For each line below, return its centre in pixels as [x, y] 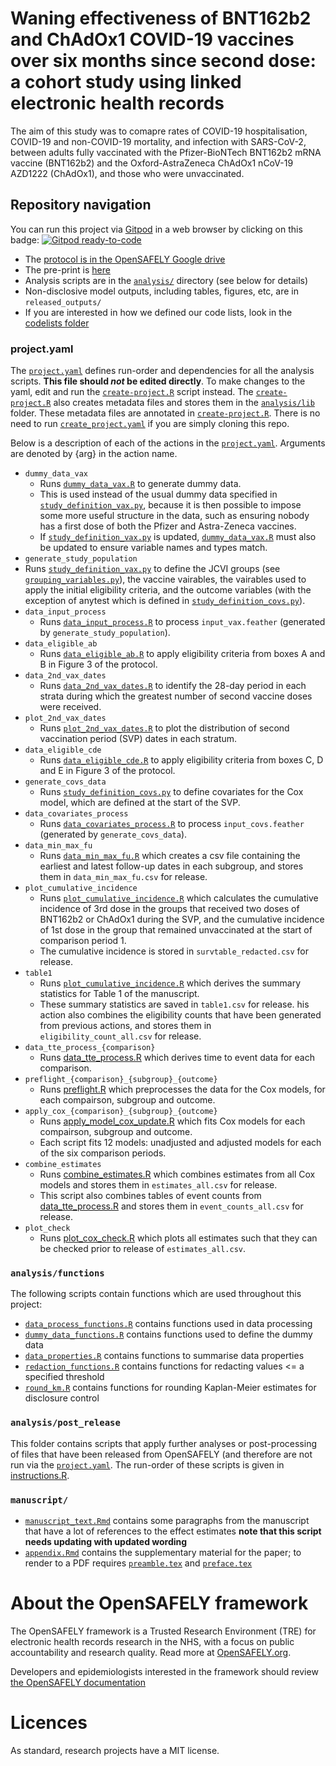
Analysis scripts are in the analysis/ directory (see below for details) [166, 280]
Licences [49, 1723]
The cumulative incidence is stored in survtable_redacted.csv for [174, 951]
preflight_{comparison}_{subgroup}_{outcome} [121, 1080]
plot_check [47, 1228]
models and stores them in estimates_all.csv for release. [158, 1185]
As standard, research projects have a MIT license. [115, 1750]
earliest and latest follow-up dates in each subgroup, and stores [171, 866]
